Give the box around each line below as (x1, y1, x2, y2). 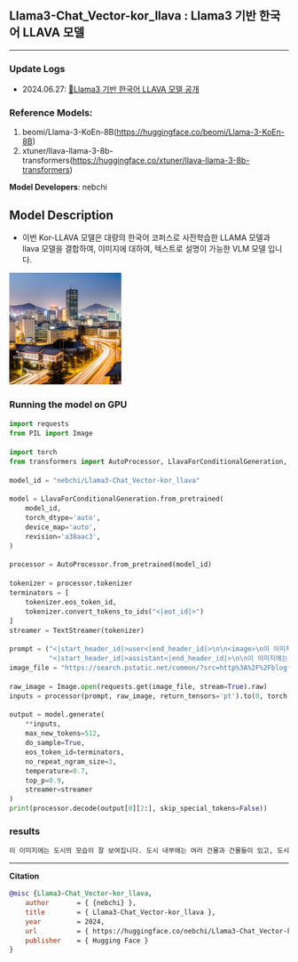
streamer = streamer (25, 785, 93, 794)
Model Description (9, 207, 114, 222)
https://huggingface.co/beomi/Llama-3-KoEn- (116, 127, 286, 138)
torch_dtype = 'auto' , (25, 514, 101, 523)
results (9, 825, 41, 838)
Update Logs (9, 62, 66, 75)
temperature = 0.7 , (25, 766, 90, 775)
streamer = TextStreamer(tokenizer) (9, 626, 145, 635)
